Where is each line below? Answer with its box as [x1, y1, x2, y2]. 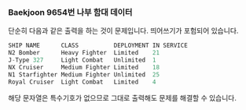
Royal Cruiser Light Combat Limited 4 [8, 78, 156, 86]
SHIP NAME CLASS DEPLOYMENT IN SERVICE [8, 41, 189, 50]
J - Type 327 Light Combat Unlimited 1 [8, 56, 156, 64]
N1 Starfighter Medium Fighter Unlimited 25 [8, 70, 160, 79]
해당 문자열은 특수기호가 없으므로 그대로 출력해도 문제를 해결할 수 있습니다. [8, 93, 237, 102]
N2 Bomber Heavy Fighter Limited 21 [8, 49, 160, 57]
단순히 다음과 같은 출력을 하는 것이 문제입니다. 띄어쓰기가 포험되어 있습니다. [8, 26, 239, 36]
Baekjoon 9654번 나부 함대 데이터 [8, 6, 133, 17]
